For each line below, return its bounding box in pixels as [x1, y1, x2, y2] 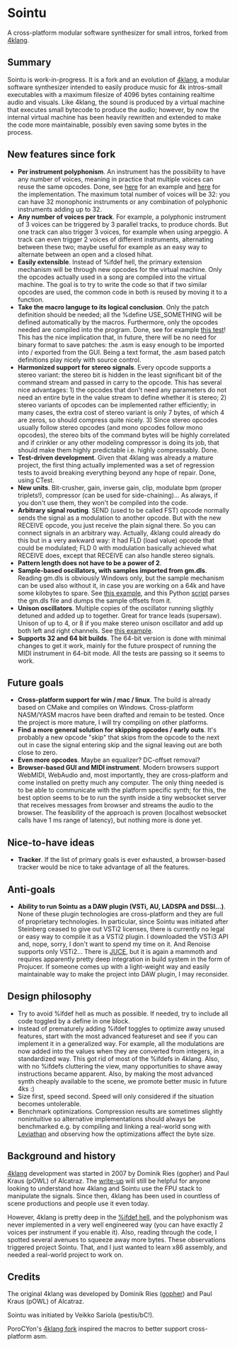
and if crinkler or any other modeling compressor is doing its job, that [17, 438, 219, 447]
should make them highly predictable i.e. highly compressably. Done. [17, 445, 219, 454]
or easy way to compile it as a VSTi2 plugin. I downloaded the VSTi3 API [17, 933, 229, 940]
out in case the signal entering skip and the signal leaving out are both [17, 741, 223, 749]
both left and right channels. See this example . [17, 626, 154, 635]
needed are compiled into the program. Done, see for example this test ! [17, 325, 226, 334]
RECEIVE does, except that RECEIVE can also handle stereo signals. [17, 551, 216, 559]
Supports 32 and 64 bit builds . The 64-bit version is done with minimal [17, 634, 226, 642]
